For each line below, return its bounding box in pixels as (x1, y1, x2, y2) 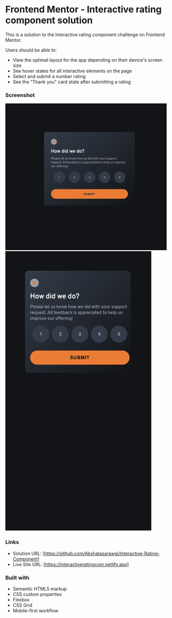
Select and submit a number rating (12, 73, 86, 79)
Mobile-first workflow (12, 608, 59, 614)
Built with (5, 574, 30, 581)
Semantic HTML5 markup (12, 586, 67, 592)
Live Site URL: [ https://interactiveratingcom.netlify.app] (12, 561, 129, 567)
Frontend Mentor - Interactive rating (5, 4, 162, 15)
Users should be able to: (5, 47, 57, 53)
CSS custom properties (12, 591, 62, 597)
